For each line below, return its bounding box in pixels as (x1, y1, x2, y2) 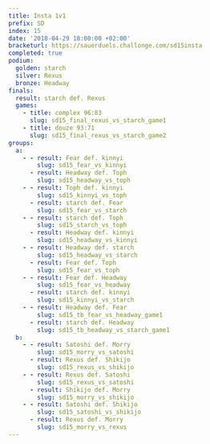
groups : (8, 138, 34, 147)
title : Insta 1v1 (8, 11, 67, 20)
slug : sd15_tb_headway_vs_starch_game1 (37, 326, 171, 334)
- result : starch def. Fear (29, 199, 124, 207)
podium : (8, 57, 34, 65)
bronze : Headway (15, 79, 70, 87)
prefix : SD (8, 19, 45, 27)
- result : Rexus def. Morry (29, 416, 124, 424)
